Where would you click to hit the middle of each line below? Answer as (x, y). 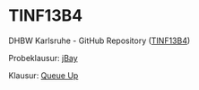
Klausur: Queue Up (43, 75)
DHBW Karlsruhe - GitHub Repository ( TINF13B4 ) (99, 40)
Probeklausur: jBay (43, 58)
